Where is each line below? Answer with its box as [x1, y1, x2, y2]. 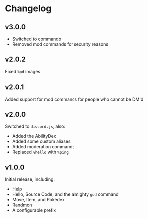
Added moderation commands [12, 144, 75, 150]
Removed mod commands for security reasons [12, 41, 108, 47]
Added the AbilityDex [12, 133, 56, 139]
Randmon [12, 202, 32, 208]
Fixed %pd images [5, 68, 41, 74]
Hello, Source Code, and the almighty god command [12, 191, 119, 197]
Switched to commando [12, 36, 61, 42]
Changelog [5, 3, 52, 14]
